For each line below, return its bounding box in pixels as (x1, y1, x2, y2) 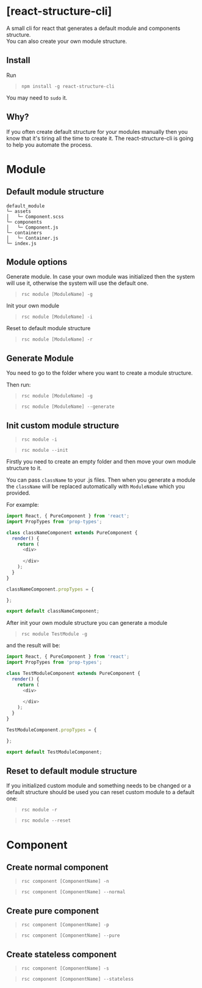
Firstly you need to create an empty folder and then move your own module (6, 458, 197, 465)
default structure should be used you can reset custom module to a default (6, 789, 195, 796)
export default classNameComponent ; (6, 608, 99, 614)
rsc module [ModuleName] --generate (21, 404, 115, 410)
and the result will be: (6, 642, 60, 649)
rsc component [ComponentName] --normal (21, 889, 126, 895)
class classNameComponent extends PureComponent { (6, 529, 138, 536)
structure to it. (6, 465, 42, 471)
